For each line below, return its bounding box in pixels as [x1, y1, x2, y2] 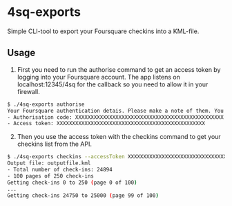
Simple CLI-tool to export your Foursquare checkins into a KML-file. [7, 27, 200, 35]
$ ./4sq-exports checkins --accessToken [7, 153, 126, 160]
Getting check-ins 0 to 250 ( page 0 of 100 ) [7, 179, 137, 186]
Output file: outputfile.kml [7, 160, 91, 167]
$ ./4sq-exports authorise [7, 101, 85, 108]
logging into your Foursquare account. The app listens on [17, 73, 181, 81]
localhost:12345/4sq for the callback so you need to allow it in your [17, 80, 209, 88]
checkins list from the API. [17, 140, 92, 149]
